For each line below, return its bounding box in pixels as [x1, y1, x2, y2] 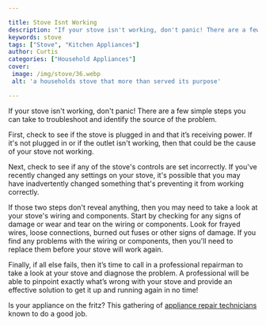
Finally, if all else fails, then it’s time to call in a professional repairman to [8, 260, 244, 269]
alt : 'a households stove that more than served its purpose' [11, 77, 222, 85]
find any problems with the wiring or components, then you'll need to [8, 236, 234, 245]
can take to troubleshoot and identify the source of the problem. [8, 114, 218, 123]
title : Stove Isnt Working [8, 18, 97, 26]
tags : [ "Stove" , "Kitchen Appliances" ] [8, 40, 140, 48]
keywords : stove [8, 33, 62, 41]
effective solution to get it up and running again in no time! [8, 285, 199, 294]
